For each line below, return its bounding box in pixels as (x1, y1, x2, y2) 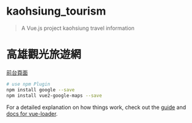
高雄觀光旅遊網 (6, 47, 82, 61)
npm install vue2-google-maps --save (6, 93, 102, 99)
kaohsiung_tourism (6, 4, 107, 18)
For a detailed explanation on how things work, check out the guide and (6, 104, 187, 111)
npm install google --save (6, 86, 75, 93)
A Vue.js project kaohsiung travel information (21, 24, 135, 32)
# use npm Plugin (6, 81, 51, 87)
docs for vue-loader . (6, 110, 58, 117)
